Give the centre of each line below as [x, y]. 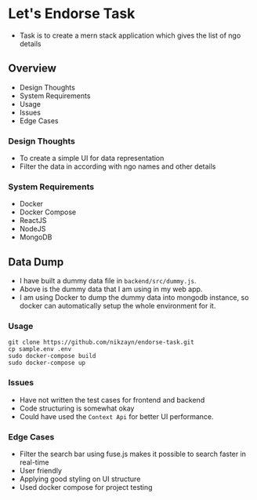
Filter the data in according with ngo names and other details [118, 166]
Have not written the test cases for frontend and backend [112, 400]
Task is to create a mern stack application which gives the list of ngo [130, 35]
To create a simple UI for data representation [92, 159]
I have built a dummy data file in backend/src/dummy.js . [108, 281]
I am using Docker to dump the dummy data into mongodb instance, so [134, 297]
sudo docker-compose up [47, 363]
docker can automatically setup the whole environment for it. [118, 306]
